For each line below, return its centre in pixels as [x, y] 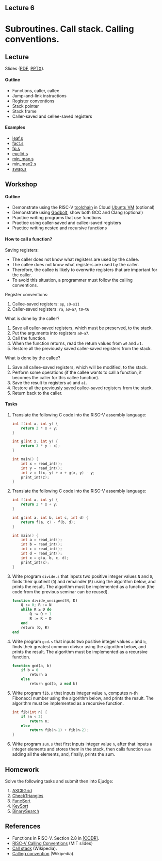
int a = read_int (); [42, 540]
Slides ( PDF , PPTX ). [25, 69]
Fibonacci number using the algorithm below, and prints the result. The [83, 698]
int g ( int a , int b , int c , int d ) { [50, 518]
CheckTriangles [28, 796]
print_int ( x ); [35, 562]
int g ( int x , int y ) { [35, 441]
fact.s [18, 143]
